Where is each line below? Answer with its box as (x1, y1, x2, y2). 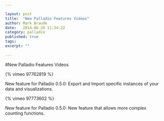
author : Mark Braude (5, 21, 48, 26)
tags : (5, 39, 16, 44)
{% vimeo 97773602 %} (5, 95, 54, 101)
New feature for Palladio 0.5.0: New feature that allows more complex (5, 105, 147, 111)
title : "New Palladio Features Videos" (5, 16, 90, 21)
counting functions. (5, 110, 45, 116)
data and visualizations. (5, 86, 53, 91)
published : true (5, 34, 39, 39)
